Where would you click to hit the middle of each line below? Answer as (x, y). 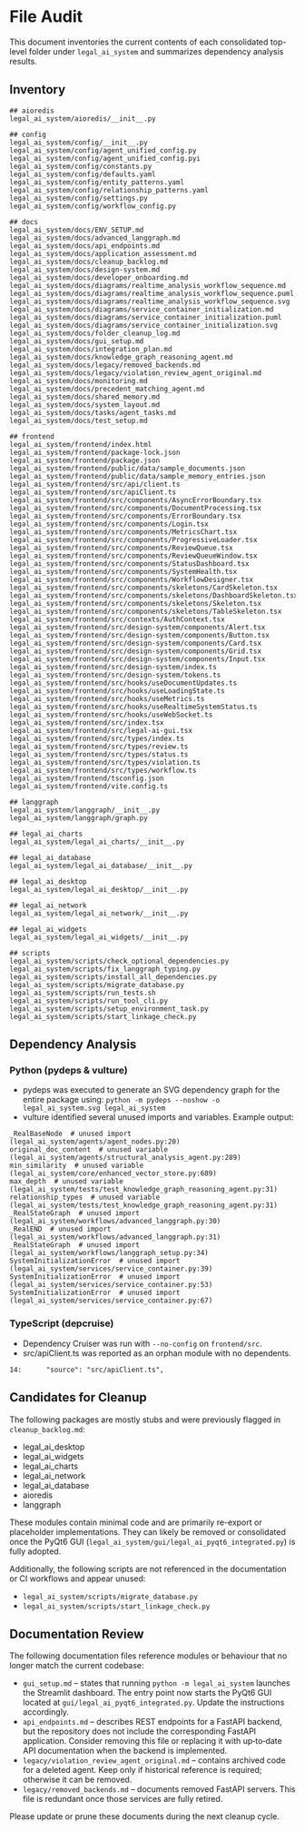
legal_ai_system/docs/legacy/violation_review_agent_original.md (135, 373)
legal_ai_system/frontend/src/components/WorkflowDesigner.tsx (132, 579)
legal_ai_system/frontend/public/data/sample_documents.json (128, 468)
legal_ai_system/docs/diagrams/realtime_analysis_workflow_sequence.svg (150, 302)
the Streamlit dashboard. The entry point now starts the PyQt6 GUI (147, 1693)
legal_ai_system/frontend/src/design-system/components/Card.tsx (135, 643)
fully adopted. (35, 1551)
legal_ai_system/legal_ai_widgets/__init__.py (99, 937)
